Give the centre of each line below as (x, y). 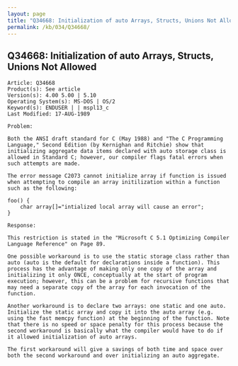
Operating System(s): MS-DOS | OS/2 (61, 102)
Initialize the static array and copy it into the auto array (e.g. (110, 312)
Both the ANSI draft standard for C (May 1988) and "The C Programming (115, 139)
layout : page (27, 14)
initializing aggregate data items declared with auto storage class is (117, 151)
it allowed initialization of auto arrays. (73, 337)
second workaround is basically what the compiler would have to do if (115, 331)
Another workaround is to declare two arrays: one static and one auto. (117, 306)
